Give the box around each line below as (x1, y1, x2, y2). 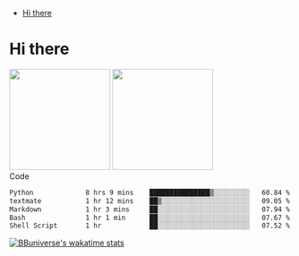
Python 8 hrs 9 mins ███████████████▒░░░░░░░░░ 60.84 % (9, 188, 291, 197)
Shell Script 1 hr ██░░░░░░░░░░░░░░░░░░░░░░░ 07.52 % (9, 221, 291, 231)
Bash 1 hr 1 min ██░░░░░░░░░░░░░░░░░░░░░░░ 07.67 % (9, 213, 291, 222)
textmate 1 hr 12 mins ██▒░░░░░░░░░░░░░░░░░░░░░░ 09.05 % (9, 196, 291, 205)
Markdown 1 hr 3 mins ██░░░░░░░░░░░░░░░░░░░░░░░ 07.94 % (9, 205, 291, 214)
